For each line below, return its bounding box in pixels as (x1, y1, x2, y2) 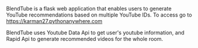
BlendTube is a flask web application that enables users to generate (6, 5, 172, 12)
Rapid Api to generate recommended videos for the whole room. (6, 36, 164, 42)
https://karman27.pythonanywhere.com (6, 18, 103, 24)
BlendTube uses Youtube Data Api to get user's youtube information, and (6, 29, 185, 36)
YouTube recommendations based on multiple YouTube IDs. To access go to (6, 11, 193, 18)
